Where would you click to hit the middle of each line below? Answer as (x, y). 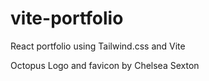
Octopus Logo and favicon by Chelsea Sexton (105, 65)
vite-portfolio (67, 18)
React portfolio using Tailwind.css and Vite (98, 46)
